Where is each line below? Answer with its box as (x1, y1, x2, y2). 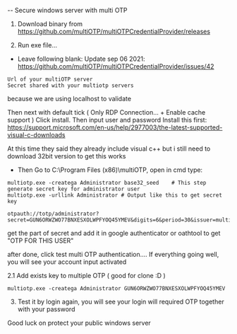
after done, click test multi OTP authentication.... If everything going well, (7, 250, 219, 258)
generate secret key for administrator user (7, 185, 140, 192)
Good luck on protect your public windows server (7, 318, 152, 327)
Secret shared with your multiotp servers (7, 82, 134, 89)
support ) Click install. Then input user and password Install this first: (7, 116, 207, 124)
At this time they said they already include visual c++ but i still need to (7, 144, 211, 153)
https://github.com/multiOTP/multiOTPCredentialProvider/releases (17, 28, 210, 35)
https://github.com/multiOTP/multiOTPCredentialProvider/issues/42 (17, 62, 214, 70)
